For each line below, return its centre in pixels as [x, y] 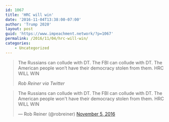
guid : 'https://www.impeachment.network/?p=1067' [60, 34]
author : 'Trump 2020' [29, 24]
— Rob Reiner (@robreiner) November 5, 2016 [67, 114]
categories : [18, 43]
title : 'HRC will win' [30, 15]
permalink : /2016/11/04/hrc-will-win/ [47, 39]
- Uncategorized [32, 48]
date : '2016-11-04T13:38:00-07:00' [43, 19]
